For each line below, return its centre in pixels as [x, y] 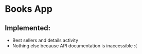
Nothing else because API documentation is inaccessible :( [75, 46]
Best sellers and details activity [45, 40]
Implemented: [28, 28]
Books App [29, 9]
